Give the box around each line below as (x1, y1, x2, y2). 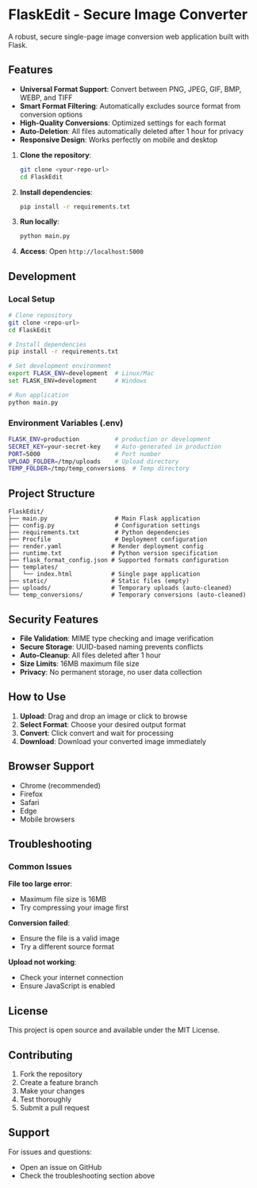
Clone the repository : (19, 150, 92, 159)
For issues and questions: (8, 1147, 93, 1156)
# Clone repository (8, 311, 73, 319)
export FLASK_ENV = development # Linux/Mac (8, 370, 155, 377)
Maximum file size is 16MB (19, 895, 107, 904)
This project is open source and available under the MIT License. (8, 1025, 221, 1035)
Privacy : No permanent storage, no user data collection (19, 667, 202, 676)
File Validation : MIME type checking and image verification (19, 633, 214, 643)
